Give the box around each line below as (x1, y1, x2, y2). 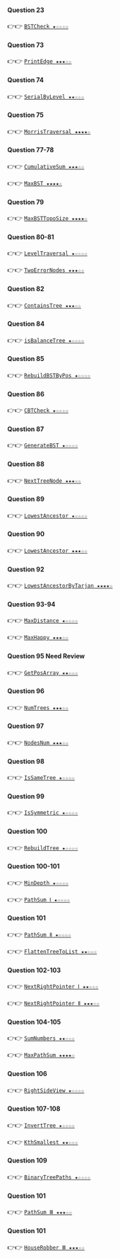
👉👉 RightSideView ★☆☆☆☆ (7, 1085, 85, 1094)
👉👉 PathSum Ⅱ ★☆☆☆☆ (7, 930, 72, 939)
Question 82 (7, 285, 44, 293)
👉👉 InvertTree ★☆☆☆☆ (7, 1121, 76, 1129)
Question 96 (7, 687, 44, 695)
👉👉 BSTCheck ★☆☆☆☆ (7, 22, 69, 30)
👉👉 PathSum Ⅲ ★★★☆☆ (7, 1208, 73, 1216)
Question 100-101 (7, 862, 60, 871)
